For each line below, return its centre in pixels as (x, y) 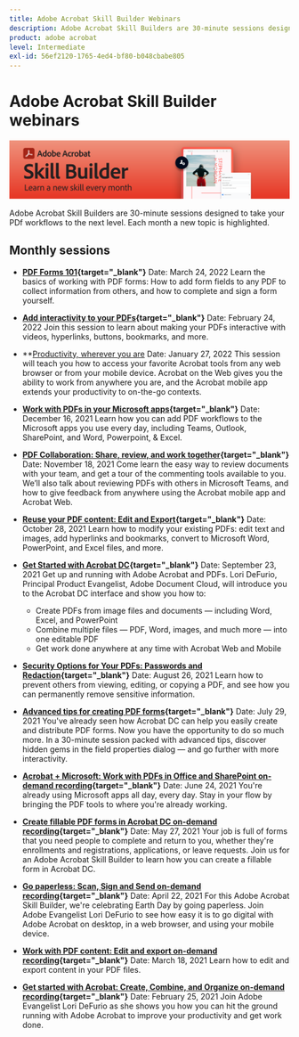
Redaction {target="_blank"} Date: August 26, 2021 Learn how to (143, 675)
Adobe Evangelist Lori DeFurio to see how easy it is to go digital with (148, 914)
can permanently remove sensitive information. (109, 694)
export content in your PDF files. (81, 969)
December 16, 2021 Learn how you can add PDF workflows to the (142, 418)
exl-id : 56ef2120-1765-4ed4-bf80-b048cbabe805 (97, 57)
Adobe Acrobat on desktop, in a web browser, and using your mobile (148, 924)
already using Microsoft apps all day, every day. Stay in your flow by (147, 795)
